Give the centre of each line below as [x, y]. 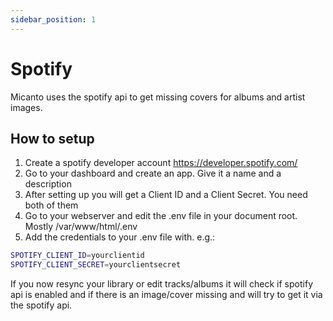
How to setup [52, 138]
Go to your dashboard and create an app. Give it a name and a [153, 173]
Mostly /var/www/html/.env [81, 227]
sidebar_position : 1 [53, 19]
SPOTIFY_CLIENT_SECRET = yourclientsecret [96, 265]
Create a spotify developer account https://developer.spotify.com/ [161, 163]
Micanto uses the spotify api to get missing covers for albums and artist [158, 97]
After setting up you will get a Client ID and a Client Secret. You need [166, 195]
